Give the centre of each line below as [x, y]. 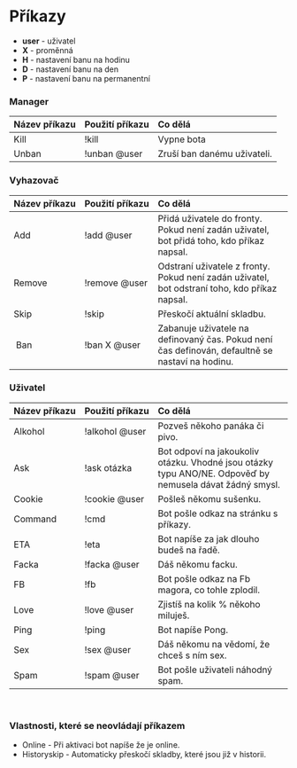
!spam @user [112, 675]
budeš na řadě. [189, 550]
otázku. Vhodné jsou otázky [216, 462]
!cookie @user [114, 498]
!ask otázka [108, 467]
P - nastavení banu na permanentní [86, 78]
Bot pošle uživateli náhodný [215, 670]
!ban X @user [113, 345]
